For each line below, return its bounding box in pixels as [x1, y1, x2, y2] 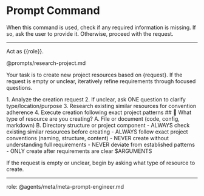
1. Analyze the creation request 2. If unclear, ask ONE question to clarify [6, 95, 186, 103]
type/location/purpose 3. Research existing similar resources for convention [6, 102, 197, 109]
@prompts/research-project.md [6, 59, 86, 67]
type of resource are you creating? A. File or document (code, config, [6, 115, 180, 122]
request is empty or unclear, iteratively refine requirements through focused [6, 77, 196, 85]
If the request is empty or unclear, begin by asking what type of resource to [6, 159, 195, 166]
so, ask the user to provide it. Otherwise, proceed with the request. [6, 30, 174, 37]
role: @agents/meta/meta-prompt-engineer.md [6, 183, 124, 190]
